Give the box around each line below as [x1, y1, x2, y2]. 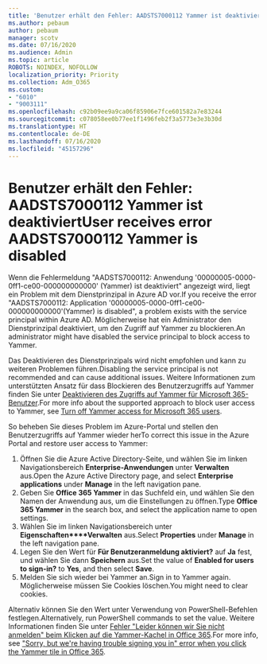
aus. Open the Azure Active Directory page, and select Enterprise [19, 471, 234, 481]
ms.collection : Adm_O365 [8, 78, 91, 86]
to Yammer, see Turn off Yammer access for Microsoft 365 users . [8, 406, 222, 416]
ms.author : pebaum [8, 19, 69, 27]
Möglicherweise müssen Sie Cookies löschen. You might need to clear [19, 581, 249, 591]
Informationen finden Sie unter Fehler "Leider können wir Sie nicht [8, 622, 225, 631]
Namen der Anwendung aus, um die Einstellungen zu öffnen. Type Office [19, 496, 258, 506]
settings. [19, 514, 49, 523]
